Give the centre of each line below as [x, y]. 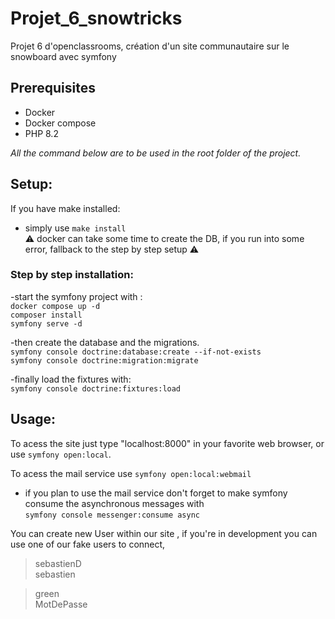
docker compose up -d [55, 306]
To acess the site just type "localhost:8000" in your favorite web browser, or [167, 443]
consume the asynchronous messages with [114, 503]
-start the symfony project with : [76, 296]
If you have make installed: [65, 208]
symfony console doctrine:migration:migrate [104, 360]
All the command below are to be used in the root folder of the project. [156, 153]
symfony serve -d [46, 323]
